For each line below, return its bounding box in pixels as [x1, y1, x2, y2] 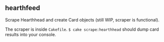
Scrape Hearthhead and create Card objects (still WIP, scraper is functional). [5, 17, 160, 22]
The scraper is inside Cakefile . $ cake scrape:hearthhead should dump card [5, 26, 159, 32]
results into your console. [5, 31, 56, 37]
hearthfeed [5, 4, 40, 12]
